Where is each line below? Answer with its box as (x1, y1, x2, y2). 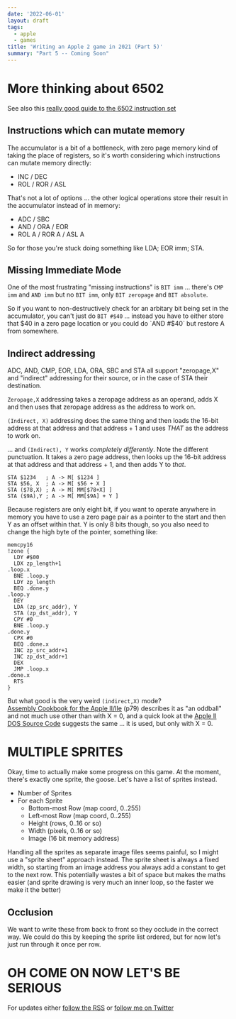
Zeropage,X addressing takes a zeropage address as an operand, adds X (7, 395, 218, 404)
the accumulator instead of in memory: (7, 201, 120, 209)
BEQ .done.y (13, 585, 50, 593)
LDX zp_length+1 (13, 560, 62, 568)
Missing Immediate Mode (7, 264, 122, 277)
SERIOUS (7, 980, 62, 996)
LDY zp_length (13, 579, 55, 586)
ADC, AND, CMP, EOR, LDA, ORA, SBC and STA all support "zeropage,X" (7, 366, 220, 375)
